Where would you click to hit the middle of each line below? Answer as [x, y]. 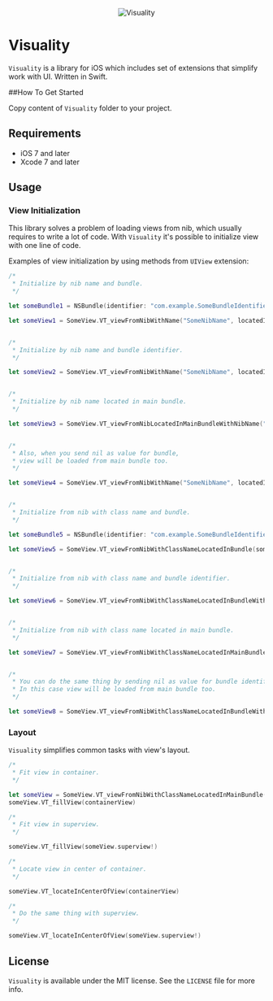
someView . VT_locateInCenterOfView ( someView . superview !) [105, 936]
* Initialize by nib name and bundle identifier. [97, 350]
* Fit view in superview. [56, 825]
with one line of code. [45, 246]
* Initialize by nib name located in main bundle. [99, 402]
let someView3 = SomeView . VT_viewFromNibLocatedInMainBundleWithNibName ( [136, 424]
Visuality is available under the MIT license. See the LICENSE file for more [132, 981]
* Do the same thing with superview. [76, 914]
